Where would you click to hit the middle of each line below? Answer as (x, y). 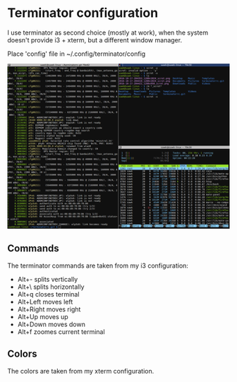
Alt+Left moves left (45, 302)
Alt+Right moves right (49, 309)
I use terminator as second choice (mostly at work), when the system (108, 32)
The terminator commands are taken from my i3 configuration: (98, 265)
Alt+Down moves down (51, 324)
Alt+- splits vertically (48, 279)
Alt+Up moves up (43, 316)
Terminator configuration (83, 13)
